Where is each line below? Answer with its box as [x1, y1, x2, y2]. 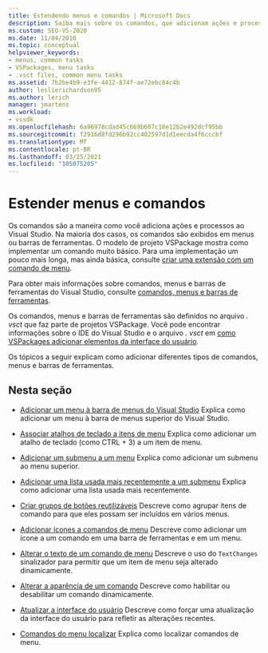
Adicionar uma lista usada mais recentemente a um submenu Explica [19, 477, 246, 486]
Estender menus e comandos [8, 195, 206, 212]
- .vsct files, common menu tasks [8, 71, 124, 79]
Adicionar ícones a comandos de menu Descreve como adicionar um [19, 524, 247, 534]
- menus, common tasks [8, 57, 84, 65]
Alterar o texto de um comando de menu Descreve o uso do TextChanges [19, 548, 258, 558]
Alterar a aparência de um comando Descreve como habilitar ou [19, 580, 231, 591]
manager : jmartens [8, 101, 69, 109]
